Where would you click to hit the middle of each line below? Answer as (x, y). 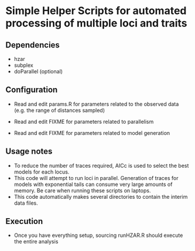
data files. (26, 203)
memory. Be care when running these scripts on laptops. (82, 190)
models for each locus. (42, 172)
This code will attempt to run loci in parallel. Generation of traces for (96, 178)
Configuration (32, 90)
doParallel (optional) (38, 71)
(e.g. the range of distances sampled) (59, 110)
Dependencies (32, 45)
